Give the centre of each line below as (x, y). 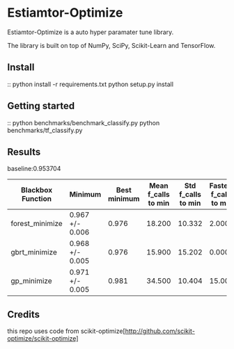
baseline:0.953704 (34, 169)
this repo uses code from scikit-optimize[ (66, 331)
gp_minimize (31, 281)
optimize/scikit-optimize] (43, 339)
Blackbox (37, 190)
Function (37, 199)
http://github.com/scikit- (160, 331)
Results (24, 152)
